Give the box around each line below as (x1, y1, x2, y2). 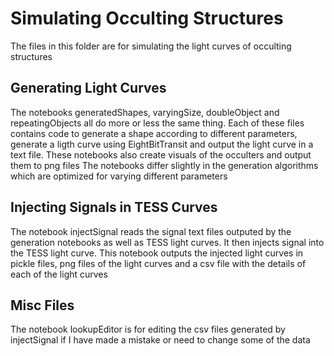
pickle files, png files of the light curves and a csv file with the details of (10, 257, 307, 269)
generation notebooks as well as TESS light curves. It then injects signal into (10, 236, 325, 248)
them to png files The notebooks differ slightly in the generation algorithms (10, 159, 319, 171)
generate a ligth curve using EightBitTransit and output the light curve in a (10, 138, 314, 150)
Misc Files (10, 297, 75, 314)
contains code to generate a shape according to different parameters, (10, 127, 298, 139)
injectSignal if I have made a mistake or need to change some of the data (10, 334, 311, 346)
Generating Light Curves (10, 80, 167, 97)
